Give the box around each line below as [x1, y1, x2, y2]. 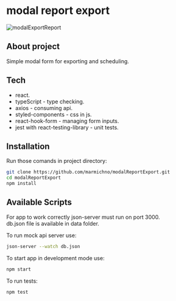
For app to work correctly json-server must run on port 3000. [6, 213, 160, 221]
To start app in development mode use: [6, 254, 105, 261]
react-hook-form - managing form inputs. [15, 117, 119, 125]
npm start [6, 266, 32, 272]
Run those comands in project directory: [6, 157, 107, 165]
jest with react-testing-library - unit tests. [15, 123, 119, 131]
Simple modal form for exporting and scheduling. [6, 57, 130, 64]
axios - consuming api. [15, 104, 73, 111]
